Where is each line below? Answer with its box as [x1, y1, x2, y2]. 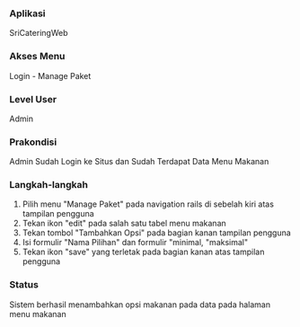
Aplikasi [9, 7, 46, 20]
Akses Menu [9, 50, 66, 63]
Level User [9, 93, 57, 105]
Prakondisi [9, 136, 57, 148]
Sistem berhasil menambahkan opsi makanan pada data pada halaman [9, 299, 271, 310]
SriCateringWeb [9, 28, 68, 39]
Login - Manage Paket [9, 70, 92, 81]
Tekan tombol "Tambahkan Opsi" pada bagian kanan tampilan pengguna [22, 227, 292, 238]
